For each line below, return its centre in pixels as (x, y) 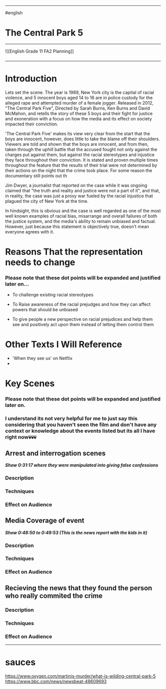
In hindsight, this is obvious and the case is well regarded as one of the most (83, 211)
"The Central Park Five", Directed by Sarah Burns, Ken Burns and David (78, 108)
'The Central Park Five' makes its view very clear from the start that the (78, 133)
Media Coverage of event (45, 521)
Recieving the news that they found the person (79, 588)
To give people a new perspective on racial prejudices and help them (83, 319)
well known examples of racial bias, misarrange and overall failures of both (81, 216)
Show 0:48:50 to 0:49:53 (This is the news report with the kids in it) (76, 532)
